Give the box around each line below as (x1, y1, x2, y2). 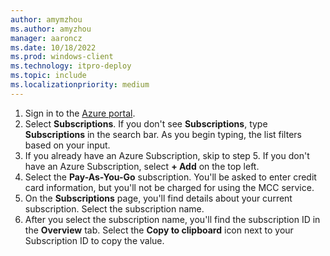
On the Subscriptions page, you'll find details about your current (24, 192, 293, 204)
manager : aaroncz (10, 33, 83, 43)
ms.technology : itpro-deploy (10, 61, 132, 71)
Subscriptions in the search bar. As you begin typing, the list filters (24, 128, 302, 140)
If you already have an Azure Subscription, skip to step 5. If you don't (24, 149, 310, 161)
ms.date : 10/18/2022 (10, 42, 97, 53)
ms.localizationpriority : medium (10, 80, 150, 90)
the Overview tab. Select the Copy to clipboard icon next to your (24, 224, 294, 236)
